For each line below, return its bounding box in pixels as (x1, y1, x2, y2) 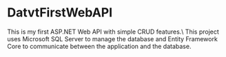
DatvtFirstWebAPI (7, 5, 113, 21)
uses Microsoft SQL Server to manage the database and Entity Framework (7, 34, 218, 43)
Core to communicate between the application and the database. (7, 42, 192, 50)
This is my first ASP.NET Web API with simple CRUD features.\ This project (7, 27, 219, 36)
